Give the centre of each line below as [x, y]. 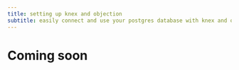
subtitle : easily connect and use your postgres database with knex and [117, 21]
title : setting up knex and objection [65, 14]
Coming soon [48, 56]
